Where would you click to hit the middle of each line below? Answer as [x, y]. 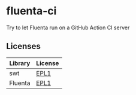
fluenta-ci [31, 11]
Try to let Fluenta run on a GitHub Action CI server [68, 27]
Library [20, 63]
